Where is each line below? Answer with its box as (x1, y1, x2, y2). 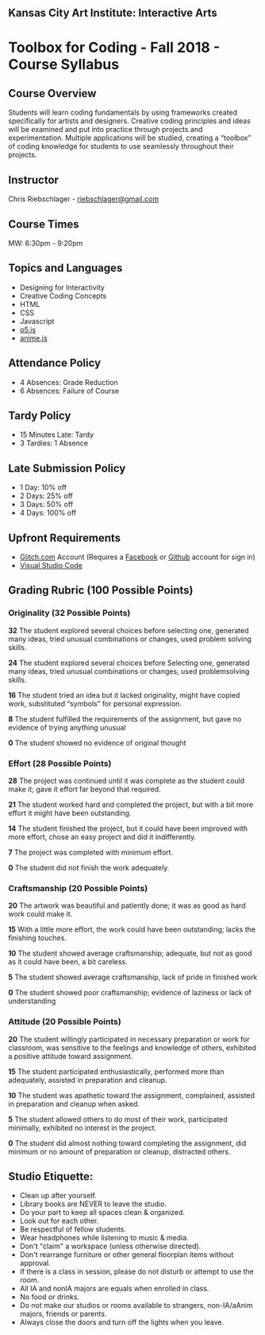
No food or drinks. (19, 1292, 80, 1302)
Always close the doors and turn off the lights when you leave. (19, 1317, 225, 1327)
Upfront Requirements (8, 531, 121, 544)
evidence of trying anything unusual (8, 722, 126, 732)
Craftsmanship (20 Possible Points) (8, 882, 148, 893)
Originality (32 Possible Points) (8, 608, 131, 619)
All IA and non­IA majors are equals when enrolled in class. (19, 1284, 209, 1294)
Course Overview (8, 87, 97, 100)
